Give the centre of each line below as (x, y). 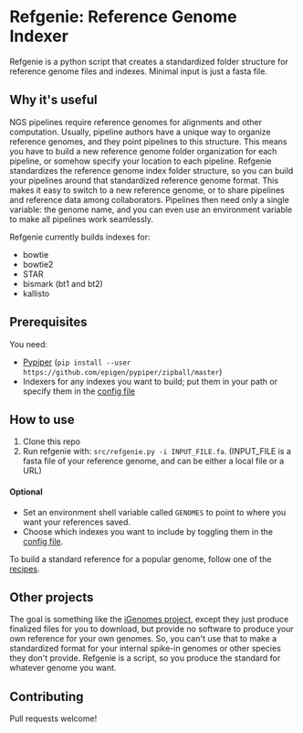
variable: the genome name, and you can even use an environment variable (151, 209)
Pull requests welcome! (53, 718)
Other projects (52, 597)
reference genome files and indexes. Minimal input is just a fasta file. (138, 71)
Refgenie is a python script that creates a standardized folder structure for (149, 61)
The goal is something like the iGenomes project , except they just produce (149, 620)
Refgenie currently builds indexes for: (80, 237)
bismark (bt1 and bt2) (63, 283)
